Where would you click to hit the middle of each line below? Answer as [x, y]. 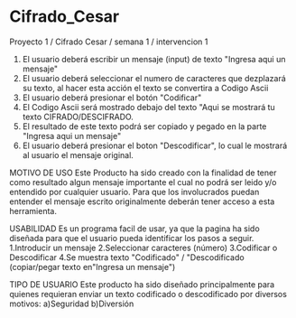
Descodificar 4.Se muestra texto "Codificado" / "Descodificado [127, 257]
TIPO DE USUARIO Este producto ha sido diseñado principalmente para [142, 284]
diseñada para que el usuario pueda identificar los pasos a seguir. [132, 238]
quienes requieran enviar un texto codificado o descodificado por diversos [148, 294]
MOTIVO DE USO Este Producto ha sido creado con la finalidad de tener [143, 173]
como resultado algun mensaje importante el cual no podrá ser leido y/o [143, 182]
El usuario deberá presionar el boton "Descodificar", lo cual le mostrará [155, 145]
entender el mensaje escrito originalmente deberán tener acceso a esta [142, 201]
